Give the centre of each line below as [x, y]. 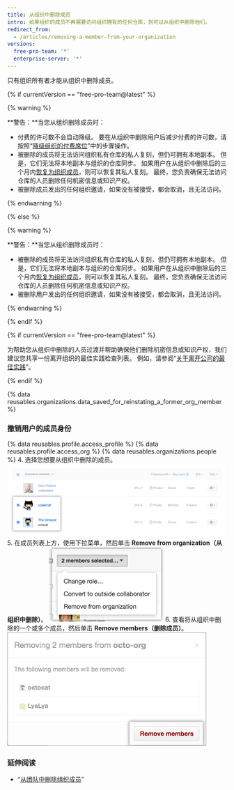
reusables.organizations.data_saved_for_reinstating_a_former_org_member [115, 401]
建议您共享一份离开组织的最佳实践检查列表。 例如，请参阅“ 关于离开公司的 [113, 358]
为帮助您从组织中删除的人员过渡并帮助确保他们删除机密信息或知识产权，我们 [117, 349]
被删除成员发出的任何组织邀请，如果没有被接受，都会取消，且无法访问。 [121, 189]
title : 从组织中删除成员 [39, 15]
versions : [22, 44]
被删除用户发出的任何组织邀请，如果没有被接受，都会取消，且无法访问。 [121, 294]
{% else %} [24, 217]
